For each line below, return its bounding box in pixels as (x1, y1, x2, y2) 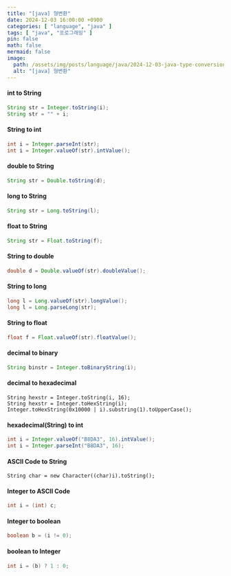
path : (13, 61, 30, 68)
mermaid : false (7, 49, 51, 56)
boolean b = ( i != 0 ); (7, 532, 72, 540)
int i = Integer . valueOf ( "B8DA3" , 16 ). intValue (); (7, 436, 155, 443)
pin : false (7, 36, 38, 43)
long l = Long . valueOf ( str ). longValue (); (7, 297, 128, 304)
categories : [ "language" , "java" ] (7, 23, 112, 30)
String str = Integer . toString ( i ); (7, 104, 109, 111)
